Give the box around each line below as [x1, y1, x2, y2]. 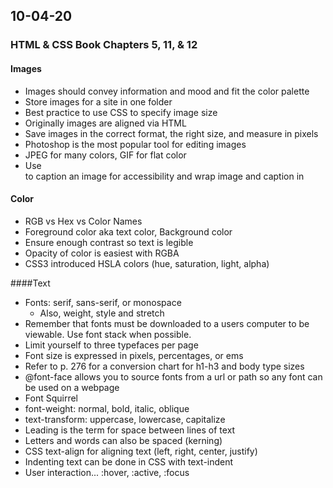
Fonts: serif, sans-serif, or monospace [24, 296, 182, 308]
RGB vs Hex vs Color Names [24, 215, 143, 227]
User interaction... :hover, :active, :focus [24, 466, 190, 478]
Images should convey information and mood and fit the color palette [24, 85, 310, 97]
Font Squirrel [24, 392, 78, 404]
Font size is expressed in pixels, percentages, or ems [24, 349, 244, 361]
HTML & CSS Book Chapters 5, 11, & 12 [10, 38, 198, 52]
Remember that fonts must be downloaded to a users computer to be [24, 317, 310, 329]
